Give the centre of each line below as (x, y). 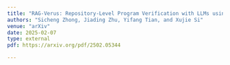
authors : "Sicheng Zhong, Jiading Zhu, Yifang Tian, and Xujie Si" (105, 20)
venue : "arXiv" (29, 26)
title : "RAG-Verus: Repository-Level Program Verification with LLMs (108, 13)
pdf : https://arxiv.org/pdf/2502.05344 (64, 45)
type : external (29, 39)
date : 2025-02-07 (32, 32)
